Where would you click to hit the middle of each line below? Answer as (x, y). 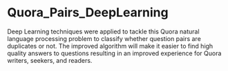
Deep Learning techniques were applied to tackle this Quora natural (103, 31)
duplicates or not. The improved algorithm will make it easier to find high (110, 46)
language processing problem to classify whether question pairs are (104, 38)
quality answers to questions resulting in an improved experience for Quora (114, 53)
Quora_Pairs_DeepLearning (88, 13)
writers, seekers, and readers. (50, 60)
